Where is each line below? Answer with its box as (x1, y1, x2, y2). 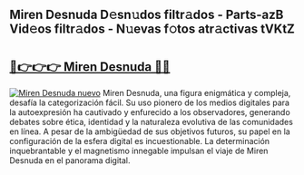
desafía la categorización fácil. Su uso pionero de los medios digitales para (9, 97, 290, 108)
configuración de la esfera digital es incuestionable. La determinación (9, 136, 270, 146)
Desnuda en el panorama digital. (9, 155, 131, 166)
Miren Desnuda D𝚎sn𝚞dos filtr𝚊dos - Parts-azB (9, 7, 284, 23)
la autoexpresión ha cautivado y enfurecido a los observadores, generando (9, 107, 290, 117)
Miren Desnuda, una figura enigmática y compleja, (103, 88, 291, 98)
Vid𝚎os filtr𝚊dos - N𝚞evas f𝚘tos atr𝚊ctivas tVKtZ (9, 22, 295, 37)
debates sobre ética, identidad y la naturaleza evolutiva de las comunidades (9, 117, 293, 127)
